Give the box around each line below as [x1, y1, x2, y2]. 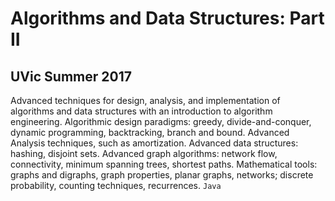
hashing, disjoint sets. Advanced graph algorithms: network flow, [10, 148, 278, 159]
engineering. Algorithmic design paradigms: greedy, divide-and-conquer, [10, 116, 312, 127]
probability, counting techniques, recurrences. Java [10, 180, 222, 191]
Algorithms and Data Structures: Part [10, 7, 325, 30]
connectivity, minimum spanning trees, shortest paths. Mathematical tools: [10, 158, 318, 170]
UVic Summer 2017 [10, 68, 132, 85]
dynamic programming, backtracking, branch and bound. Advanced [10, 127, 290, 138]
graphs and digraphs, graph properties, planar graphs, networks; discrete [10, 169, 314, 181]
